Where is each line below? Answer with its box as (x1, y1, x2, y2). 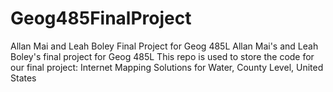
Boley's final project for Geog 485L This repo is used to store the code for (10, 50, 315, 62)
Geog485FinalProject (10, 7, 192, 30)
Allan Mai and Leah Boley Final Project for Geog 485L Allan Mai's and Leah (10, 40, 319, 52)
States (10, 72, 37, 84)
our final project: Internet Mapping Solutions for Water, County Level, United (10, 61, 324, 73)
